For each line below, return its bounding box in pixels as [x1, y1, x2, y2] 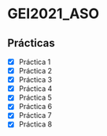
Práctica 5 [18, 93, 53, 103]
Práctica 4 [18, 84, 53, 93]
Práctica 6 [18, 102, 53, 111]
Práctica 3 [18, 75, 53, 85]
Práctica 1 [18, 57, 51, 66]
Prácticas [7, 36, 56, 50]
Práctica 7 [18, 111, 52, 120]
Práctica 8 [18, 119, 53, 129]
